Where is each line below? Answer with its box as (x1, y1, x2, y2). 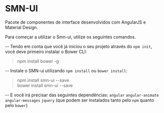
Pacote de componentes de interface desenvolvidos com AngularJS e (5, 19, 146, 25)
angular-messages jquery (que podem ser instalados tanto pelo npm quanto (5, 97, 154, 103)
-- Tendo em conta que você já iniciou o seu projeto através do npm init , (5, 43, 152, 49)
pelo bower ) (5, 102, 28, 108)
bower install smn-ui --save (17, 82, 73, 88)
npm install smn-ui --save (17, 77, 70, 83)
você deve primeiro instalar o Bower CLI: (5, 49, 87, 55)
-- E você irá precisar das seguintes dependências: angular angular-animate (5, 92, 159, 98)
